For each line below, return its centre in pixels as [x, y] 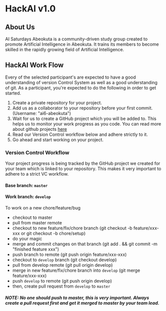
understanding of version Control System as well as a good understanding [82, 82]
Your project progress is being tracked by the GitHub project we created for [83, 163]
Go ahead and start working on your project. [58, 139]
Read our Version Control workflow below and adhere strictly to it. [80, 134]
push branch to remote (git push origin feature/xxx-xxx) [70, 254]
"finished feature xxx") [36, 249]
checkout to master [32, 217]
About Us [20, 27]
